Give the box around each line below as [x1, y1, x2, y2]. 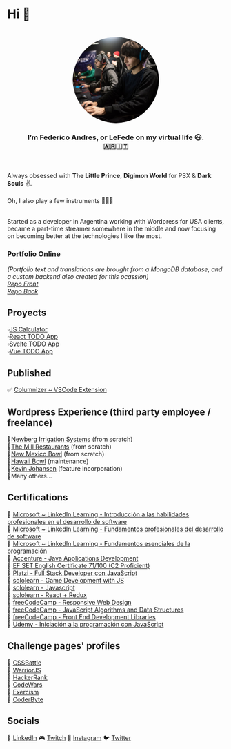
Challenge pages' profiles [7, 640, 121, 652]
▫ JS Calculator [7, 325, 48, 333]
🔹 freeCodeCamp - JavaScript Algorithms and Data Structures [7, 605, 184, 614]
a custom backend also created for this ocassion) [7, 272, 150, 280]
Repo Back [7, 286, 39, 295]
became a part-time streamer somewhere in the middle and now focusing [7, 224, 217, 233]
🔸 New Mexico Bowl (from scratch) [7, 449, 105, 458]
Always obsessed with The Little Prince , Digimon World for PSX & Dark [7, 172, 212, 180]
